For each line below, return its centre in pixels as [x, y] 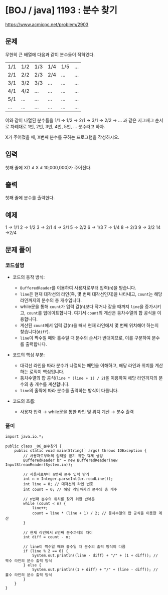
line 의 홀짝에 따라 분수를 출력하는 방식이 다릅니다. [69, 390]
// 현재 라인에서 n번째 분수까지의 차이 [58, 533]
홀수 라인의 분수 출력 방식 [29, 575]
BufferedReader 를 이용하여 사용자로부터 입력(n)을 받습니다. [78, 287]
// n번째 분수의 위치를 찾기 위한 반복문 [59, 499]
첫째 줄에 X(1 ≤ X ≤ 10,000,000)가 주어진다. [48, 167]
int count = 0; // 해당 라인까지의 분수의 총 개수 [70, 490]
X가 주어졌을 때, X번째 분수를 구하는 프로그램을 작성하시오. [62, 137]
